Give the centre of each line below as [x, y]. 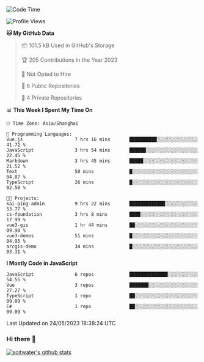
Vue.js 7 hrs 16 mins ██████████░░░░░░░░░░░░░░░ [102, 139]
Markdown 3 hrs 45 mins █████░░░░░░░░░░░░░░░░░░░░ [102, 161]
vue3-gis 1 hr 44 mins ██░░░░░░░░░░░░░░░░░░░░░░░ [102, 225]
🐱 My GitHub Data [31, 33]
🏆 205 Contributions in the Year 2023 [69, 60]
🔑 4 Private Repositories [52, 98]
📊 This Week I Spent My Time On [49, 110]
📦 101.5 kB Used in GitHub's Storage [68, 45]
